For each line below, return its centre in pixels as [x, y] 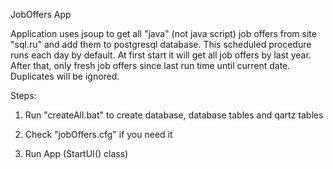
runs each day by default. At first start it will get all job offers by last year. [161, 55]
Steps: [23, 95]
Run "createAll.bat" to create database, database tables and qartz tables [174, 115]
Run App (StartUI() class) [76, 153]
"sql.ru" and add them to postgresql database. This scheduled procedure [161, 44]
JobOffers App [41, 14]
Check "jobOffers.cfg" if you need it [98, 134]
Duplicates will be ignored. [65, 76]
